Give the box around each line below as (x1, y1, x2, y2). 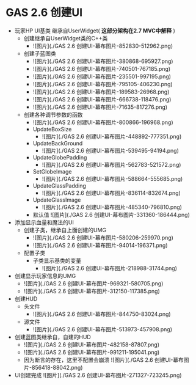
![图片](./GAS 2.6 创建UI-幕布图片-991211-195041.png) (23, 348, 160, 356)
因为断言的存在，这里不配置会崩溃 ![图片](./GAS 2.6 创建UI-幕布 (23, 356, 184, 364)
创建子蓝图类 (23, 50, 56, 57)
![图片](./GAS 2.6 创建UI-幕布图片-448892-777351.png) (42, 133, 182, 140)
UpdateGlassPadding (32, 182, 87, 189)
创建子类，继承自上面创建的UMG (23, 226, 107, 233)
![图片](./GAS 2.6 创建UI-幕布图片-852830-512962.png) (32, 42, 173, 50)
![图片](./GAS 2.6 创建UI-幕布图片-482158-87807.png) (23, 340, 160, 348)
